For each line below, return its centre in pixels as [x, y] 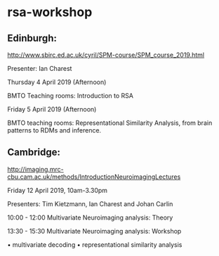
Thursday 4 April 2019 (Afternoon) [57, 82]
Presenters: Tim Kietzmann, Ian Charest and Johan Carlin [90, 203]
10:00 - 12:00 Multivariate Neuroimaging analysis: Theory [90, 217]
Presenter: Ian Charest [40, 68]
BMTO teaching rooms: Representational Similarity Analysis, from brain [110, 123]
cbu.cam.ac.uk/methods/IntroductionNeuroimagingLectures [94, 177]
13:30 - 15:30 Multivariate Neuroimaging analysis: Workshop [94, 231]
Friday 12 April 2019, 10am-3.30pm [57, 190]
